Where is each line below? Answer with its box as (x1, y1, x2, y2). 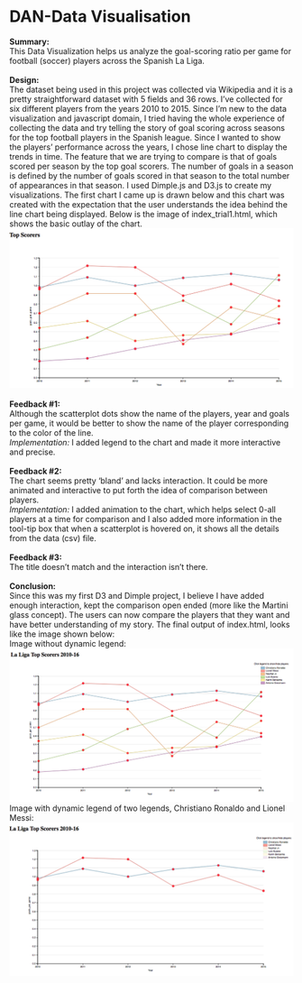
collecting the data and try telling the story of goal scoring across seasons (9, 122, 286, 133)
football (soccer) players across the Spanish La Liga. (9, 55, 206, 66)
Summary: (9, 36, 50, 47)
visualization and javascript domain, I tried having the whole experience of (9, 113, 286, 124)
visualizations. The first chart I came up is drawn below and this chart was (9, 189, 286, 200)
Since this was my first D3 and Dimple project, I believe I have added (9, 590, 264, 601)
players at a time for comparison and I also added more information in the (9, 513, 282, 524)
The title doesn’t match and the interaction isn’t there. (9, 561, 209, 572)
